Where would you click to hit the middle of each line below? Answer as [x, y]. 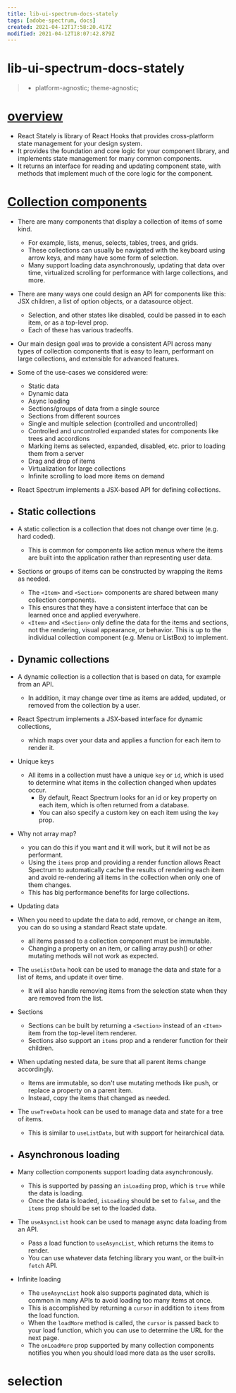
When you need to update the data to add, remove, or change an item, [119, 919]
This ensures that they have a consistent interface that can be [118, 607]
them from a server [56, 454]
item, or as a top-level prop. [68, 322]
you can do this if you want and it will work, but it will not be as [119, 847]
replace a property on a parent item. [80, 1090]
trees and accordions [59, 439]
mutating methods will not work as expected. [93, 955]
